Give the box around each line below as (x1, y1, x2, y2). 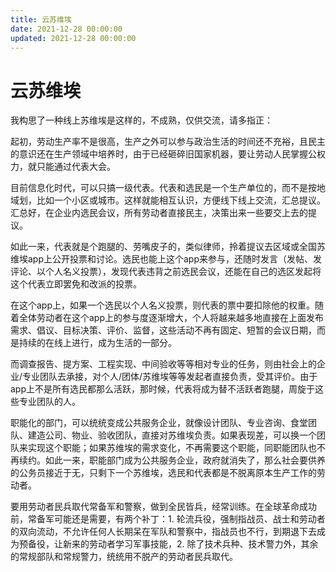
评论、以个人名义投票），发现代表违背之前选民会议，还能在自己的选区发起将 (10, 266, 322, 278)
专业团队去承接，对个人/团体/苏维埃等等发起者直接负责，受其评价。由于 (22, 371, 318, 383)
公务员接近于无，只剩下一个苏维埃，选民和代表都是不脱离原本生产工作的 (18, 467, 317, 479)
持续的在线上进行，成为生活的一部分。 (18, 337, 177, 349)
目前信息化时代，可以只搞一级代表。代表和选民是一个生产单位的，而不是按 (10, 182, 317, 194)
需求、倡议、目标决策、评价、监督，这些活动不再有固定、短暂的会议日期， (10, 324, 317, 336)
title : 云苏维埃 (10, 14, 72, 25)
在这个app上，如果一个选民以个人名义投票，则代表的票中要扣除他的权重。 (10, 299, 316, 311)
